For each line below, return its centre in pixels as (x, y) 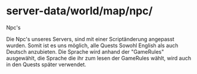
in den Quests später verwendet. (46, 64)
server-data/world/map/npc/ (79, 11)
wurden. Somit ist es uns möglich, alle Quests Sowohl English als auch (92, 45)
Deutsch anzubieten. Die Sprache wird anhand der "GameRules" (85, 51)
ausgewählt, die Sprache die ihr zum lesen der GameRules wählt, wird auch (99, 58)
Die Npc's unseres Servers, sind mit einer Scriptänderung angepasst (90, 39)
